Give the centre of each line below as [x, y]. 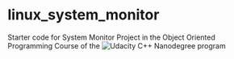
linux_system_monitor [84, 15]
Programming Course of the [54, 45]
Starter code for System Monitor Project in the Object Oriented [111, 37]
